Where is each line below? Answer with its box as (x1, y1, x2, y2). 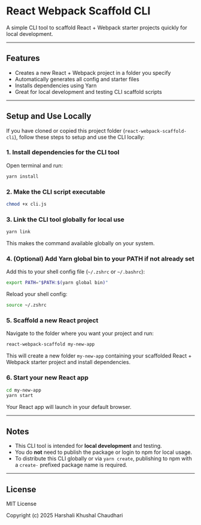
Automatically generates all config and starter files (14, 75, 139, 83)
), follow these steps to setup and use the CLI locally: (14, 133, 145, 141)
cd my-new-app (6, 387, 42, 393)
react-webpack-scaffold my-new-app (6, 341, 95, 347)
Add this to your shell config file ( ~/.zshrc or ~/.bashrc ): (6, 268, 145, 276)
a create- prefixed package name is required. (14, 462, 127, 469)
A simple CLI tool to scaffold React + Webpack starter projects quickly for (6, 24, 187, 31)
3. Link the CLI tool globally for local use (6, 215, 124, 224)
